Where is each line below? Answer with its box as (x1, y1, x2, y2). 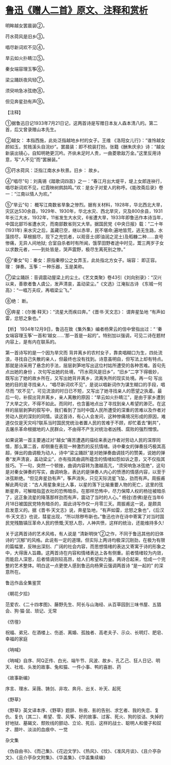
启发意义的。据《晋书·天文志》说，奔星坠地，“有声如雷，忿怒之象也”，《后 (5, 507, 160, 513)
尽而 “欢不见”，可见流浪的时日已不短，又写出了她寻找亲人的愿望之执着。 (5, 388, 158, 394)
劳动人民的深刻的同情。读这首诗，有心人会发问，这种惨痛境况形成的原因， (5, 413, 161, 419)
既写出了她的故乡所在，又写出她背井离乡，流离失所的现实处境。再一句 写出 (5, 375, 163, 381)
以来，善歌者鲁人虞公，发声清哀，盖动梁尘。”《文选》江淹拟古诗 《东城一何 (5, 280, 163, 287)
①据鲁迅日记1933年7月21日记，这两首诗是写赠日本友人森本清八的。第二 (5, 120, 158, 126)
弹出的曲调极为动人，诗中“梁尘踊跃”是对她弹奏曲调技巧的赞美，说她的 (14, 449, 161, 455)
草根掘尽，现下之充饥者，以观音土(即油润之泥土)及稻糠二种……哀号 (22, 233, 164, 240)
